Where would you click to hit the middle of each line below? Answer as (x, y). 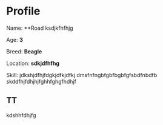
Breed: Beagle (24, 51)
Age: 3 (15, 39)
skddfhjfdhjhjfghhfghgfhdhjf (42, 81)
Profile (23, 11)
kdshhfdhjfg (21, 115)
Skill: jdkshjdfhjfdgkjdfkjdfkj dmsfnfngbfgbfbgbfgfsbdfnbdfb (82, 75)
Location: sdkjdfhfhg (33, 63)
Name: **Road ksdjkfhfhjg (40, 28)
